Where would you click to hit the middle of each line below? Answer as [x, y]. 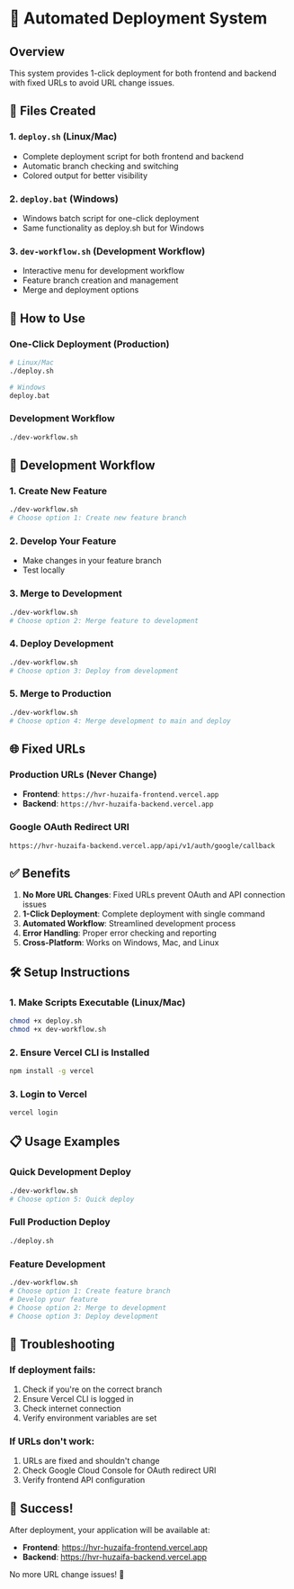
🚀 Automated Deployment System [138, 18]
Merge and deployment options [80, 290]
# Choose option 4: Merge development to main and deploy [120, 721]
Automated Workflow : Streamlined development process [129, 924]
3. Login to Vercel [48, 1094]
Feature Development [58, 1264]
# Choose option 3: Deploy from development [94, 671]
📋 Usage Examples [65, 1142]
